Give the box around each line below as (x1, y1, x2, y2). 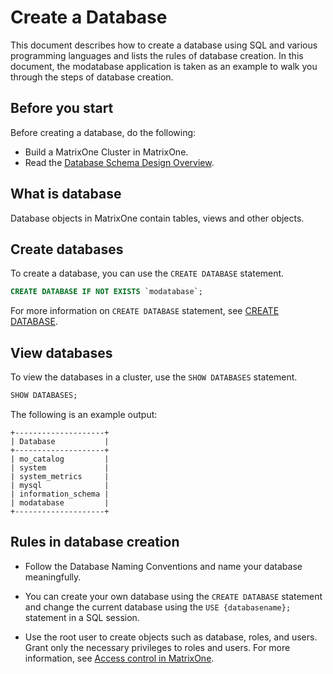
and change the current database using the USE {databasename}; (24, 601, 292, 613)
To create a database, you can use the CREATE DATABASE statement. (10, 267, 285, 280)
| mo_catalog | (10, 454, 110, 464)
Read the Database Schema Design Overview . (24, 156, 215, 168)
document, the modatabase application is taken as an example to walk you (10, 60, 318, 72)
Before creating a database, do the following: (10, 126, 197, 138)
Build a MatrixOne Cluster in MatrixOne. (24, 146, 189, 158)
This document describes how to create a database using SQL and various (10, 39, 318, 51)
